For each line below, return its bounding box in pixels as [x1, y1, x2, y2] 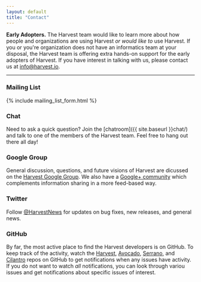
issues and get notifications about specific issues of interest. [6, 268, 156, 276]
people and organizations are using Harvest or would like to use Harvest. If [6, 37, 190, 44]
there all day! [6, 139, 38, 146]
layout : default [6, 8, 47, 15]
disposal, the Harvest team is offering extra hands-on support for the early [6, 50, 190, 57]
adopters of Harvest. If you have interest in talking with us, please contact [6, 56, 188, 64]
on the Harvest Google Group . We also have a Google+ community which [6, 173, 187, 181]
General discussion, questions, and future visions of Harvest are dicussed [6, 167, 188, 174]
